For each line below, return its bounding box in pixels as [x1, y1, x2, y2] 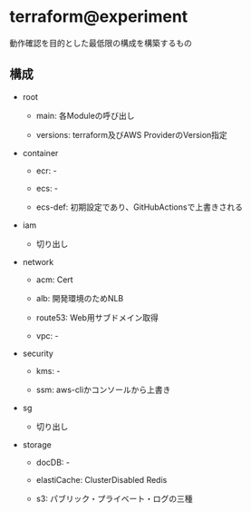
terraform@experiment [9, 6, 188, 27]
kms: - [35, 365, 61, 376]
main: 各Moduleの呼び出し [35, 110, 135, 121]
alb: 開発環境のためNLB [35, 292, 124, 303]
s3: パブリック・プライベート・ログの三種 [35, 493, 193, 504]
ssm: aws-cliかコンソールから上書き [35, 384, 171, 395]
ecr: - [35, 165, 57, 176]
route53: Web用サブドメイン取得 [35, 311, 159, 323]
